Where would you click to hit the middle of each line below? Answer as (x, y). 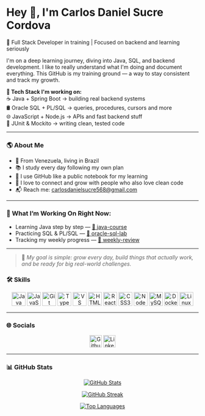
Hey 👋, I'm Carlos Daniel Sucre (85, 12)
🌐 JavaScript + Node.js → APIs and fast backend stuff (74, 116)
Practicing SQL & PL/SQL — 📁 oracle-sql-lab (71, 233)
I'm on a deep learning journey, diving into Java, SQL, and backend (91, 60)
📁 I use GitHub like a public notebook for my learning (81, 177)
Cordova (28, 25)
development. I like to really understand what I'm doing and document (94, 67)
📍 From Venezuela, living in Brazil (57, 161)
